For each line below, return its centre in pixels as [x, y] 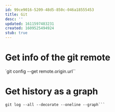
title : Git [16, 14]
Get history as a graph [52, 91]
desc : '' [14, 19]
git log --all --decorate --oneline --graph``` [55, 105]
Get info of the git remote [58, 57]
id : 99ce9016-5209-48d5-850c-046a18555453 [50, 10]
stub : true [16, 33]
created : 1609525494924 [30, 28]
